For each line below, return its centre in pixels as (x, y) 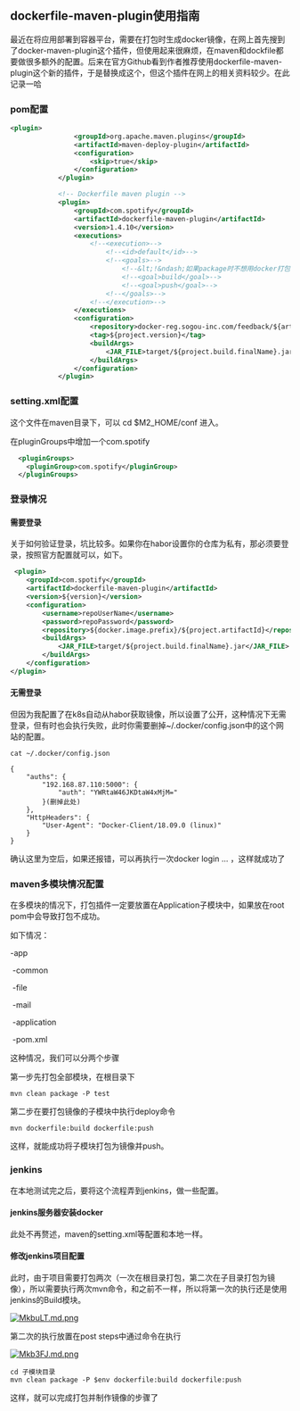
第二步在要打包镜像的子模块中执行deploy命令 (93, 1112)
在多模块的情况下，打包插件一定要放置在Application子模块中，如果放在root (147, 905)
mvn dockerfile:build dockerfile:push (82, 1129)
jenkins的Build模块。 (48, 1299)
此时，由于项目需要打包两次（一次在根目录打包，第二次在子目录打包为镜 (142, 1277)
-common (30, 970)
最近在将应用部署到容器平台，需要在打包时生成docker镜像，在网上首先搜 (144, 39)
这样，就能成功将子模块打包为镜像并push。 (89, 1146)
